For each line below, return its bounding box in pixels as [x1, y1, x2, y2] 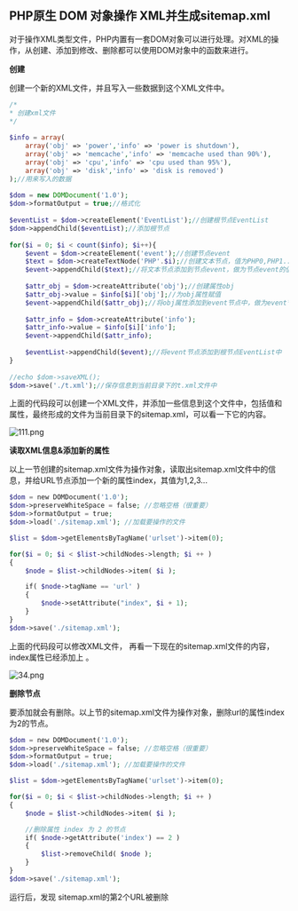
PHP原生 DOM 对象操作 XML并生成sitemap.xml [9, 8, 271, 24]
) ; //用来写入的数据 [9, 174, 72, 184]
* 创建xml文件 [9, 108, 56, 117]
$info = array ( [9, 133, 66, 142]
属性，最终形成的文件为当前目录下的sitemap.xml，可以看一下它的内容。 [9, 409, 271, 420]
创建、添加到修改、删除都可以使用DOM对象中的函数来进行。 [32, 44, 254, 55]
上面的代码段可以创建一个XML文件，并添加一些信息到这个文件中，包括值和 [9, 398, 283, 408]
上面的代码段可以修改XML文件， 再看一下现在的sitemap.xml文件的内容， [9, 640, 275, 651]
